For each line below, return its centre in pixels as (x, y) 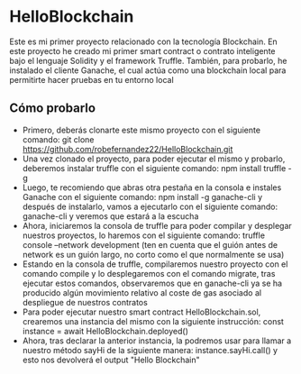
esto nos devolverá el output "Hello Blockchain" (111, 360)
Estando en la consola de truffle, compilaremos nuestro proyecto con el (155, 264)
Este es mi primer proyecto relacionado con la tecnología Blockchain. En (143, 41)
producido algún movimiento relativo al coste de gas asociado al (142, 292)
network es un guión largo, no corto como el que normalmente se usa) (153, 254)
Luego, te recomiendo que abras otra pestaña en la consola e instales (152, 187)
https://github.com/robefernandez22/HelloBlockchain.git (128, 149)
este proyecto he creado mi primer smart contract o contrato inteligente (143, 50)
